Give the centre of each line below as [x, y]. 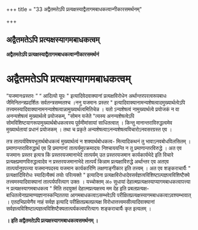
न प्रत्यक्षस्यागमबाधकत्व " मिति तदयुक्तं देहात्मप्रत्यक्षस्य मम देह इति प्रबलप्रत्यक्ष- [78, 188]
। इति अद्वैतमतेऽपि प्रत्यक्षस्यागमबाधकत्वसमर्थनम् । [52, 220]
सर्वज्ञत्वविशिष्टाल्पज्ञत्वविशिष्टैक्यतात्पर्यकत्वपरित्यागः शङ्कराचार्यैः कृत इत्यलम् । [79, 208]
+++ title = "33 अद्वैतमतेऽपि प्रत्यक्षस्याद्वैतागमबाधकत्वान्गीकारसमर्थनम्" [74, 9]
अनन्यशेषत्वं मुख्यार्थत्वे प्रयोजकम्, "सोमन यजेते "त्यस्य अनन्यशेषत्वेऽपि [70, 116]
